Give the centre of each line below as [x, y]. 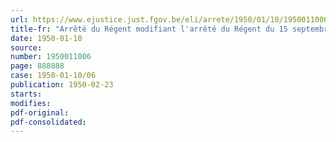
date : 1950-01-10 [46, 38]
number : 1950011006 [51, 57]
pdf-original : [40, 112]
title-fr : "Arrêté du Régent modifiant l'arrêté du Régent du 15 [149, 29]
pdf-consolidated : [48, 122]
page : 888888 [37, 66]
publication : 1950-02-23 [62, 85]
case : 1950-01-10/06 [53, 76]
